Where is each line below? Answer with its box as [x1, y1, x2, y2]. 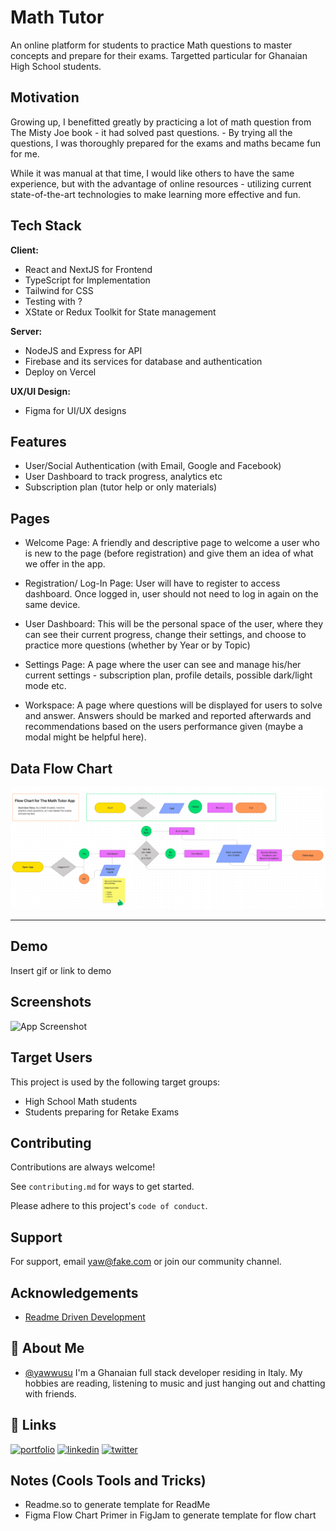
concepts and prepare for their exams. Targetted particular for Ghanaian [10, 49, 308, 61]
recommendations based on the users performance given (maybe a [24, 721, 304, 733]
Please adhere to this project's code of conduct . [10, 1200, 208, 1212]
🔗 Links [10, 1417, 57, 1434]
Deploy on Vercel [24, 366, 97, 378]
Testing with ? [24, 295, 83, 307]
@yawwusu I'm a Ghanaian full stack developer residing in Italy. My [24, 1366, 303, 1378]
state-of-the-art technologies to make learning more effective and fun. [10, 188, 302, 200]
